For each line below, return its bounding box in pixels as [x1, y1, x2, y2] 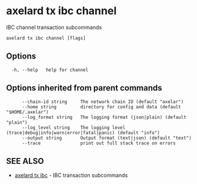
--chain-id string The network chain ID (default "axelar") [21, 99, 184, 105]
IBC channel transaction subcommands [6, 24, 102, 31]
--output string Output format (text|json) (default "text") [21, 135, 192, 141]
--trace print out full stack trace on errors [21, 140, 176, 146]
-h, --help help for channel [11, 67, 89, 73]
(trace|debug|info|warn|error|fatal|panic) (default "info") [6, 130, 160, 135]
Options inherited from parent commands [6, 83, 163, 93]
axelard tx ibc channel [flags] [6, 35, 86, 41]
